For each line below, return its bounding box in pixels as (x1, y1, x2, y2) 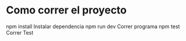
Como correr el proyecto (6, 4, 127, 17)
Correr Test (6, 29, 34, 36)
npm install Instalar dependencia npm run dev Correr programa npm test (6, 23, 180, 30)
